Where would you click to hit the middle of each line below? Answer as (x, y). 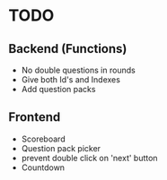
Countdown (43, 167)
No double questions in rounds (78, 70)
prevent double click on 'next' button (89, 158)
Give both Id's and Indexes (70, 80)
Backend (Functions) (68, 49)
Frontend (35, 117)
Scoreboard (43, 139)
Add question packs (58, 89)
